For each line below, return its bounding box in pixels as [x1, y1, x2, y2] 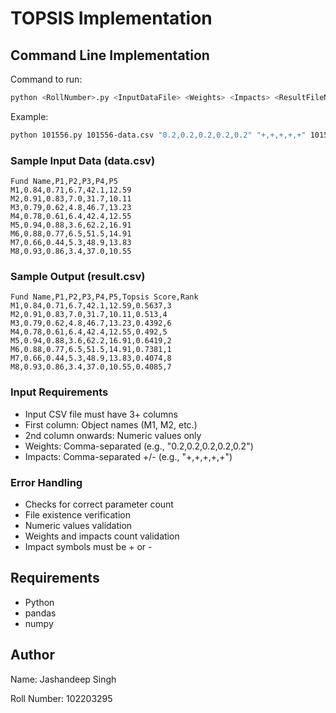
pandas [24, 607, 57, 619]
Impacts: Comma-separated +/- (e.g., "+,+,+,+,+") [24, 450, 233, 462]
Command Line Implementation [10, 47, 210, 64]
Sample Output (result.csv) [10, 269, 146, 283]
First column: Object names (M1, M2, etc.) [24, 418, 198, 431]
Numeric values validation [24, 519, 133, 531]
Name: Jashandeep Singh [10, 673, 117, 685]
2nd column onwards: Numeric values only [24, 429, 202, 441]
